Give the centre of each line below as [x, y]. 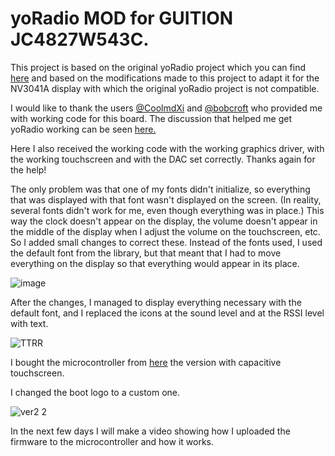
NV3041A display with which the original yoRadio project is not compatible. [165, 88]
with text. [29, 323]
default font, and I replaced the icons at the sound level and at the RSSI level [167, 313]
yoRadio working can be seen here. [83, 129]
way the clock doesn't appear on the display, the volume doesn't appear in [164, 221]
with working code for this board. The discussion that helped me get [151, 118]
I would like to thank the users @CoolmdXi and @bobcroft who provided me [166, 108]
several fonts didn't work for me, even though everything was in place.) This [167, 210]
